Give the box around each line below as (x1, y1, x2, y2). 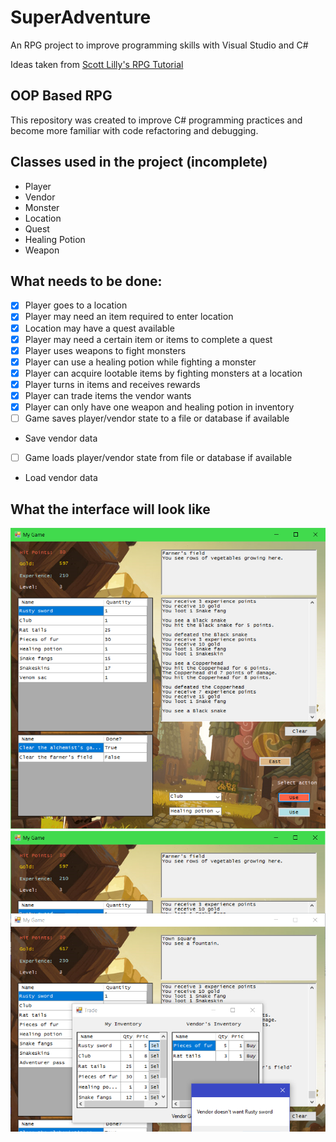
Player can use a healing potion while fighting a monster (24, 356, 257, 368)
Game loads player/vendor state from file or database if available (24, 452, 293, 464)
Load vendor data (24, 472, 98, 484)
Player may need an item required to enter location (24, 311, 234, 323)
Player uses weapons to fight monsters (24, 344, 187, 356)
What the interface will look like (10, 501, 211, 518)
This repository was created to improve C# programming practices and (10, 114, 303, 126)
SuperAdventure (10, 6, 152, 29)
